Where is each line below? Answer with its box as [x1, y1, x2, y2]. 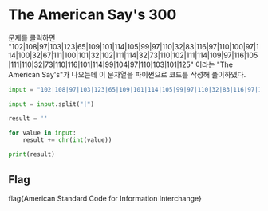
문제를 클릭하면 [8, 33, 56, 42]
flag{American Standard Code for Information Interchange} [8, 193, 202, 203]
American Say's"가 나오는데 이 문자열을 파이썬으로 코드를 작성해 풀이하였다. [8, 69, 246, 79]
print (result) [8, 150, 56, 158]
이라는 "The [195, 60, 234, 69]
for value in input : [8, 129, 77, 137]
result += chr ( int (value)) [22, 136, 112, 144]
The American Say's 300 [8, 6, 177, 24]
